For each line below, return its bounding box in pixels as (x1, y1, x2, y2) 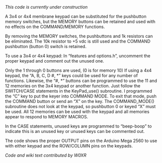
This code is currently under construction (5, 4, 88, 10)
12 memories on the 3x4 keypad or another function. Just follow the (5, 83, 141, 89)
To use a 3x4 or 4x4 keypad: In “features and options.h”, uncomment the (5, 53, 150, 59)
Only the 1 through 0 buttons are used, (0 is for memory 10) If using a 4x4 (5, 67, 152, 73)
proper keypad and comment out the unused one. (5, 58, 104, 64)
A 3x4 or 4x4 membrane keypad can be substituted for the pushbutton (5, 14, 146, 19)
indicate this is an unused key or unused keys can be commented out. (5, 129, 145, 134)
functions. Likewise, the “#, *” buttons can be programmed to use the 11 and (5, 78, 157, 83)
